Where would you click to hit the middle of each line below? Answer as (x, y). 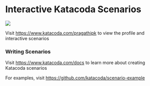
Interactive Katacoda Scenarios (73, 9)
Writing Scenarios (28, 51)
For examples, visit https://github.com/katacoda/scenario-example (75, 78)
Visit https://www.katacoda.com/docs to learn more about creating (75, 63)
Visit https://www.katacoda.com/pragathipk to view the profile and (75, 33)
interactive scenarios (27, 38)
